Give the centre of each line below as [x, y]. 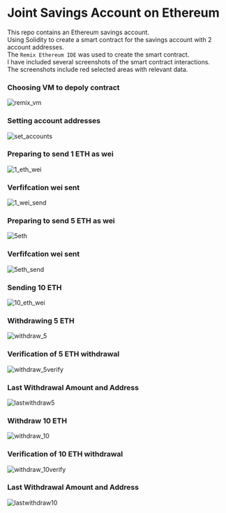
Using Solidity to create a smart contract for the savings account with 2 [110, 39]
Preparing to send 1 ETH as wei [60, 154]
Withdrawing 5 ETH [41, 321]
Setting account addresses [54, 121]
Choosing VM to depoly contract [63, 87]
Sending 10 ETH [35, 287]
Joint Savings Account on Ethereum [113, 13]
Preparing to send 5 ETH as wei [61, 221]
